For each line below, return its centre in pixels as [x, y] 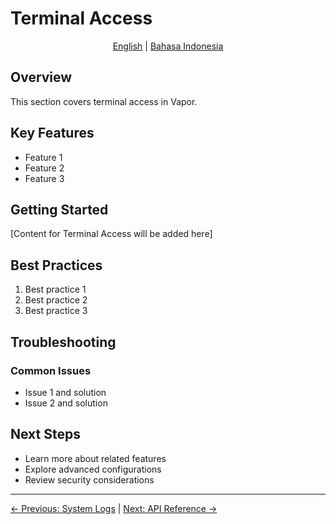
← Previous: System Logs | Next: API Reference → [114, 508]
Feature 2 [44, 168]
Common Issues [51, 370]
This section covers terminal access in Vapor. [104, 101]
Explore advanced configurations [93, 469]
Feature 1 [43, 157]
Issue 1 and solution [65, 392]
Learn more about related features [95, 458]
